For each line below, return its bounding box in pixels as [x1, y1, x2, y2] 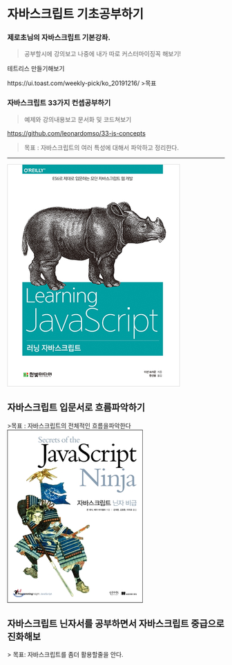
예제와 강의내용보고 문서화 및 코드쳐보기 [23, 115, 132, 123]
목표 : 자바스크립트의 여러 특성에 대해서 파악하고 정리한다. [23, 143, 180, 152]
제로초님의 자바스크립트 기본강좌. [7, 33, 110, 42]
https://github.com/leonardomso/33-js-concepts [7, 129, 146, 137]
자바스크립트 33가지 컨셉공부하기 [7, 98, 111, 108]
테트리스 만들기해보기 [7, 64, 65, 73]
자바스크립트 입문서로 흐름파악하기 [7, 402, 146, 414]
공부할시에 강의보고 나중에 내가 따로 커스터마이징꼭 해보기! [23, 50, 182, 58]
